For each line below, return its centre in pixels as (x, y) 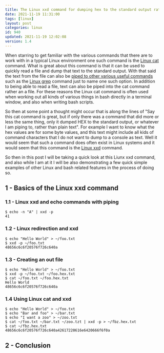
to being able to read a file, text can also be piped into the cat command (77, 86)
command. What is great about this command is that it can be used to (75, 65)
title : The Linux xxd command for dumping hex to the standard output (78, 10)
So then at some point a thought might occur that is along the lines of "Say (80, 111)
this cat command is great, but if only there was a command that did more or (82, 116)
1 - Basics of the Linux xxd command (62, 188)
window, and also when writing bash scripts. (50, 102)
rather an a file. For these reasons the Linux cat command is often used (77, 91)
